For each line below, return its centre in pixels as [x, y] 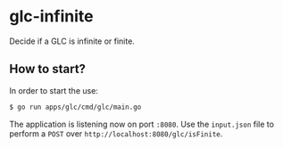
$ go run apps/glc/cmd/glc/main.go [75, 107]
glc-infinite [51, 16]
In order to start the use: [54, 90]
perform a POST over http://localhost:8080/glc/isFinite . [116, 133]
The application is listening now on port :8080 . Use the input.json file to [142, 124]
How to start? [48, 69]
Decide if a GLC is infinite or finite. [72, 41]
